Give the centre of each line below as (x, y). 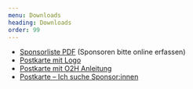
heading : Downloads (40, 23)
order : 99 (24, 30)
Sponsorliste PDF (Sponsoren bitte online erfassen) (102, 52)
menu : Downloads (35, 15)
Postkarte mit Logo (50, 60)
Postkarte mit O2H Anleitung (66, 69)
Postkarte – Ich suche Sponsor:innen (79, 77)
